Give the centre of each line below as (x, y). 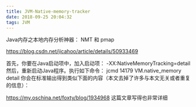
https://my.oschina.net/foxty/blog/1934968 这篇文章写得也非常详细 (87, 98)
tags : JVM (18, 22)
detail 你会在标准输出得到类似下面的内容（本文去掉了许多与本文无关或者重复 (98, 78)
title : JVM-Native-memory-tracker (48, 11)
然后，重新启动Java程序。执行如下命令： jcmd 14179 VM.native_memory (94, 71)
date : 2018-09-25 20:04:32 (39, 17)
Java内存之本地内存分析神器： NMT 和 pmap (60, 40)
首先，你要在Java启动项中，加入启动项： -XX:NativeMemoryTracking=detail (98, 63)
